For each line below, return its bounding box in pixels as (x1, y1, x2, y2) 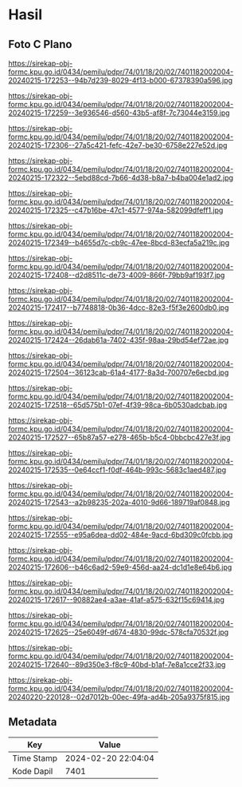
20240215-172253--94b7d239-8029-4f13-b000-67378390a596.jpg (8, 76, 233, 85)
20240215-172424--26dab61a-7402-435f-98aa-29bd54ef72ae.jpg (8, 336, 229, 344)
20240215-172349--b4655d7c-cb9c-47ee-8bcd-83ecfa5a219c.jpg (8, 238, 229, 247)
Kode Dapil (12, 765, 53, 777)
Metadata (8, 715, 57, 729)
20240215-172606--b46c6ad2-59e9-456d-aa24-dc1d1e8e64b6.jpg (8, 562, 232, 572)
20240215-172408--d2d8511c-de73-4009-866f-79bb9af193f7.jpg (8, 270, 225, 280)
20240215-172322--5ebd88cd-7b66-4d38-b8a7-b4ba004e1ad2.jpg (8, 173, 233, 182)
